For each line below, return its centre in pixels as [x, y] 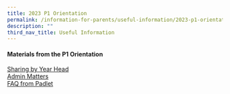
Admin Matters [28, 76]
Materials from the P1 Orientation [55, 54]
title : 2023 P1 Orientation [47, 13]
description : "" [30, 26]
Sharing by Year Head [38, 69]
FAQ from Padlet [30, 84]
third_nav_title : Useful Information [61, 32]
